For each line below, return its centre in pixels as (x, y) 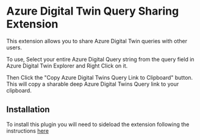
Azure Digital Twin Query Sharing (93, 11)
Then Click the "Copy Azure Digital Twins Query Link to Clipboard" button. (100, 77)
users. (14, 47)
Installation (28, 110)
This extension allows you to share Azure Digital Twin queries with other (97, 41)
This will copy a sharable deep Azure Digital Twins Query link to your (93, 84)
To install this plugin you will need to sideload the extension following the (98, 124)
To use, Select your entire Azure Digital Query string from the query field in (100, 59)
